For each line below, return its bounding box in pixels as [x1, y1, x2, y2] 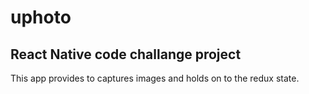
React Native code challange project [10, 46, 242, 63]
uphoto [10, 6, 72, 29]
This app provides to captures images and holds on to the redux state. [10, 72, 300, 84]
